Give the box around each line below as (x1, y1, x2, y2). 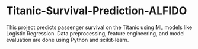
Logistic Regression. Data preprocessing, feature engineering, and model (6, 30, 185, 37)
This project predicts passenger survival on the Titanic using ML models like (6, 24, 193, 31)
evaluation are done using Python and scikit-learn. (6, 36, 129, 43)
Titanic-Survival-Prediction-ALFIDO (6, 4, 187, 18)
